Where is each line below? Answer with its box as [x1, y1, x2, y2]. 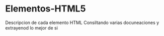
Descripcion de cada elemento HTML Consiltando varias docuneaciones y [5, 19, 159, 25]
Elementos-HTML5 [5, 3, 86, 14]
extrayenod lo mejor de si [5, 24, 58, 30]
